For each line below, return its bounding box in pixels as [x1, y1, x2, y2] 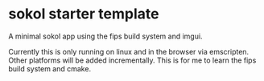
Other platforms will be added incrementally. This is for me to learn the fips [8, 55, 257, 65]
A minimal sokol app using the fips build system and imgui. [8, 31, 203, 41]
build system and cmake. [8, 63, 91, 73]
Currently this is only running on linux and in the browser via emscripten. [8, 47, 250, 56]
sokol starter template [8, 5, 159, 23]
